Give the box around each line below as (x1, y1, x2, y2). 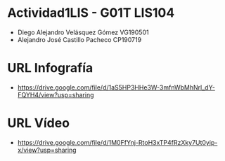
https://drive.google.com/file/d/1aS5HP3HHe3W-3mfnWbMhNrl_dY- (17, 83, 216, 92)
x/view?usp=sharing (17, 146, 77, 154)
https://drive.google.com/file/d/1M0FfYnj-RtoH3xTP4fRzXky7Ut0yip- (17, 138, 218, 146)
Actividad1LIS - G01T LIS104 (7, 5, 175, 21)
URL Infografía (7, 60, 94, 76)
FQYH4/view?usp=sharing (17, 90, 94, 99)
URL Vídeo (7, 115, 70, 131)
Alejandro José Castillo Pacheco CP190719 (17, 35, 142, 43)
